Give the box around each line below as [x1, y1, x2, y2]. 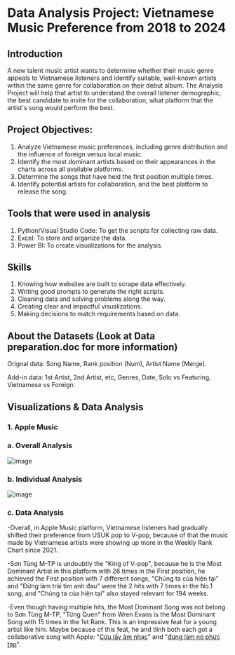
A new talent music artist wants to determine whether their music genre [7, 67, 214, 74]
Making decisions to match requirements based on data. [17, 310, 180, 318]
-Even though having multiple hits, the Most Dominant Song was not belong [7, 603, 226, 612]
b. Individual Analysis [7, 474, 83, 484]
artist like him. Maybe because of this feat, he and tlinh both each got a [7, 626, 213, 634]
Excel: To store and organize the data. [17, 234, 128, 242]
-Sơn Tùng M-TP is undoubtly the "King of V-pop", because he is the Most [7, 560, 222, 568]
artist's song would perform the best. [7, 104, 114, 112]
